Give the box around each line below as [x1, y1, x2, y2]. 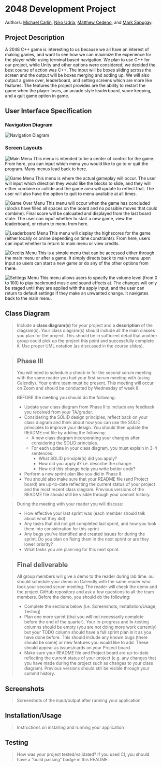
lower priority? [24, 541, 53, 547]
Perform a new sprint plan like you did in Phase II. [24, 471, 123, 477]
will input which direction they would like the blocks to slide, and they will [5, 180, 151, 186]
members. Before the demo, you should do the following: [16, 594, 131, 600]
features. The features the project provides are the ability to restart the [5, 82, 146, 88]
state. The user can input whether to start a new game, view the [5, 215, 133, 221]
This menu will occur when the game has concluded [45, 200, 150, 206]
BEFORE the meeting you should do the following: [16, 394, 116, 401]
